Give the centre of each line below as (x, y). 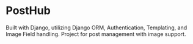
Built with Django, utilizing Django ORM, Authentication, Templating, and (96, 28)
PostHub (28, 11)
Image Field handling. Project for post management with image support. (96, 34)
